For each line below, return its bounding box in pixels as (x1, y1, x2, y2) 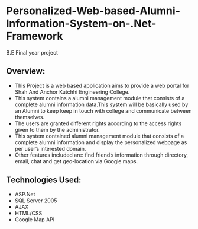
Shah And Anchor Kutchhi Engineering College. (14, 88, 130, 96)
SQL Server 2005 (14, 197, 57, 204)
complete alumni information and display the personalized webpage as (14, 138, 187, 146)
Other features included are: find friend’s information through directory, (14, 151, 189, 158)
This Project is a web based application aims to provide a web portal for (14, 82, 190, 89)
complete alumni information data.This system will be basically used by (14, 101, 189, 108)
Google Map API (14, 215, 55, 223)
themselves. (14, 113, 45, 120)
